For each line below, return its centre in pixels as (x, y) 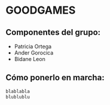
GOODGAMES (41, 10)
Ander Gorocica (34, 53)
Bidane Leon (30, 59)
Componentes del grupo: (53, 32)
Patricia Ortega (33, 46)
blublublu (18, 97)
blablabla (18, 91)
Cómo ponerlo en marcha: (55, 78)
